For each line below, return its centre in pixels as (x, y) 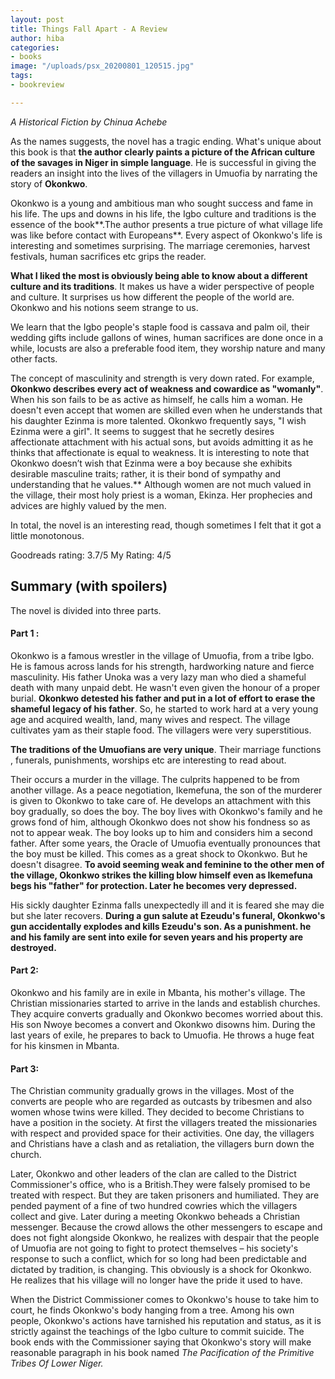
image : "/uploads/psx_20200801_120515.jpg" (102, 66)
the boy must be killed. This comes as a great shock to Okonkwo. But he (159, 853)
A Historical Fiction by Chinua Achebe (89, 122)
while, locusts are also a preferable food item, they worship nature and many (168, 348)
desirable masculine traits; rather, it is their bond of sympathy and (146, 473)
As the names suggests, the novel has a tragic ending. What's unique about (166, 141)
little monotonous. (47, 535)
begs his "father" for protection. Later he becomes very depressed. (154, 885)
